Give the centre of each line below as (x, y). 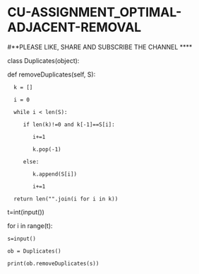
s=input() (22, 239)
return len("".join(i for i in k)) (66, 199)
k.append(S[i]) (55, 174)
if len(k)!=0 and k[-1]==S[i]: (69, 125)
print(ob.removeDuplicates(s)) (53, 263)
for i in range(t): (30, 226)
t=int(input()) (26, 212)
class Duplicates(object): (43, 60)
